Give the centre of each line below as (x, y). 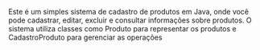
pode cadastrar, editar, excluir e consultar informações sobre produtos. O (130, 20)
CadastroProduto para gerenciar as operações (85, 37)
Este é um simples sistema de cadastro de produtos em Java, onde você (129, 12)
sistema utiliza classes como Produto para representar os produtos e (122, 29)
